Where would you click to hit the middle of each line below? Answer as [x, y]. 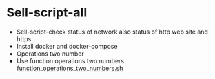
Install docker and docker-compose [67, 46]
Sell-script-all [47, 13]
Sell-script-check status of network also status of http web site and [112, 32]
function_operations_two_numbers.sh [70, 68]
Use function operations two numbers [70, 60]
